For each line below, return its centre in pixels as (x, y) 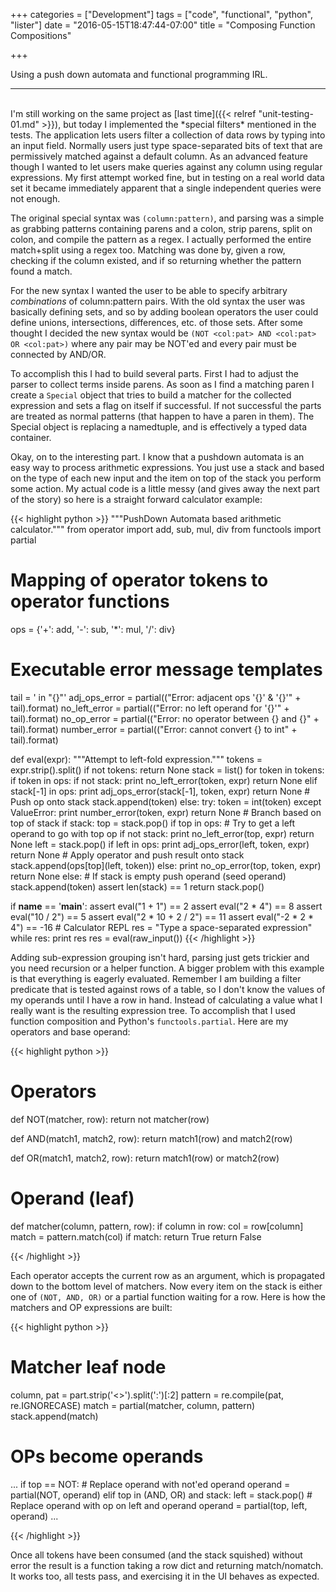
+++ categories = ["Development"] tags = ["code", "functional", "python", (161, 14)
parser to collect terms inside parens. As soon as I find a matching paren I (162, 384)
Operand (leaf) (72, 1198)
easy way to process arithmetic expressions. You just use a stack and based (167, 467)
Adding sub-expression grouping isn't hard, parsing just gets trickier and (160, 957)
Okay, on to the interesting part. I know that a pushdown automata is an (157, 457)
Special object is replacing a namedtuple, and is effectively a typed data (159, 427)
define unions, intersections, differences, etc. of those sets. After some (156, 322)
